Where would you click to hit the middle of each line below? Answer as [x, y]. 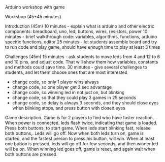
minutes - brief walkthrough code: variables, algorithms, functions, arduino [81, 37]
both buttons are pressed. [31, 154]
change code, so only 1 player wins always [55, 82]
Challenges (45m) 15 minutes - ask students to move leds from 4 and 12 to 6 [82, 57]
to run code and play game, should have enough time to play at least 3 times [83, 47]
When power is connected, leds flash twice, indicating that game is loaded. [81, 123]
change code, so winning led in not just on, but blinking [68, 92]
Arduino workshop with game [35, 7]
